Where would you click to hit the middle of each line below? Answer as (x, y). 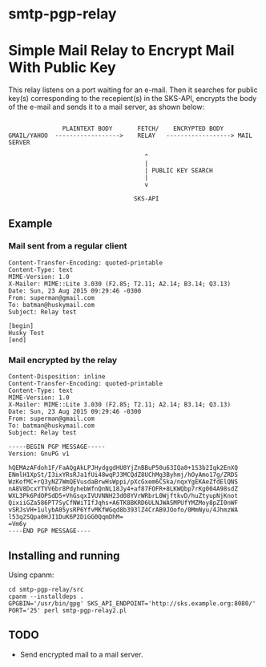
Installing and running (64, 555)
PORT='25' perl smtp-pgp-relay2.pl (68, 610)
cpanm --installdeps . (46, 596)
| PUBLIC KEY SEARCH (179, 171)
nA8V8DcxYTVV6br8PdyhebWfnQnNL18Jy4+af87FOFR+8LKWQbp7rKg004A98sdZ (123, 489)
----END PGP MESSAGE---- (50, 531)
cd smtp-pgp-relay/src (46, 589)
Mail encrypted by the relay (63, 360)
